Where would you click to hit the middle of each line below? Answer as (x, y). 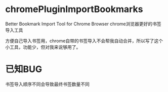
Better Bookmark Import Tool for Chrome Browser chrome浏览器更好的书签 (83, 24)
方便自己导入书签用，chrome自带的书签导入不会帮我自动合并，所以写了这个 (84, 41)
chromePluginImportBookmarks (74, 9)
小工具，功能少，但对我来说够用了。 (43, 47)
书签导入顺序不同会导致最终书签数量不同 (47, 84)
